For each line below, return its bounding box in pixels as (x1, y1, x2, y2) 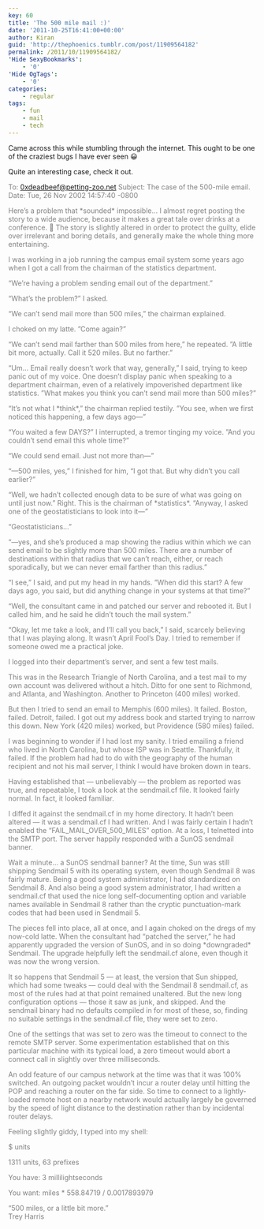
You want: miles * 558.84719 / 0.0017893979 (8, 1188, 154, 1197)
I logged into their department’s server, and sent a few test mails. (8, 656, 219, 667)
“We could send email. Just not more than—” (8, 450, 154, 460)
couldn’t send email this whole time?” (8, 435, 130, 445)
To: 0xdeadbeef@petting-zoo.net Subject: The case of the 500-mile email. (8, 182, 251, 192)
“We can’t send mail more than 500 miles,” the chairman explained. (8, 308, 226, 318)
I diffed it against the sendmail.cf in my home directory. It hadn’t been (8, 809, 234, 818)
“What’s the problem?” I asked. (8, 293, 109, 303)
